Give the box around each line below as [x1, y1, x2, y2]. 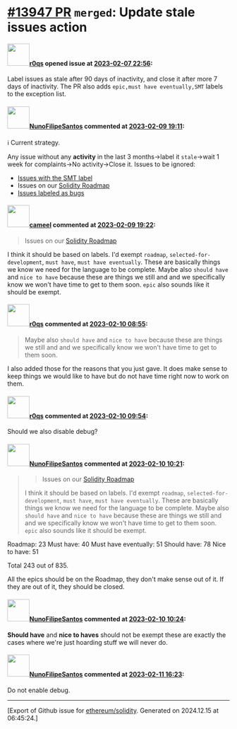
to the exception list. [7, 90, 66, 98]
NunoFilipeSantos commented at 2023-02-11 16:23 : [29, 670, 185, 679]
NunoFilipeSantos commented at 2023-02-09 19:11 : [29, 122, 185, 130]
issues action [7, 19, 87, 35]
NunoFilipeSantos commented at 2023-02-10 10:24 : [29, 615, 186, 623]
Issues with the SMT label [17, 173, 93, 182]
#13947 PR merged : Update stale [7, 4, 195, 21]
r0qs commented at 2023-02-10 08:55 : [29, 320, 148, 328]
